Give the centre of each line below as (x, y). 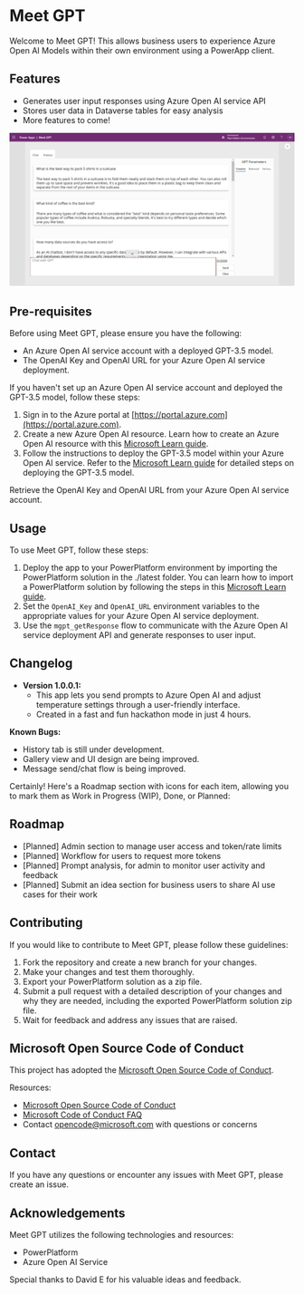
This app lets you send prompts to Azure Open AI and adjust (148, 695)
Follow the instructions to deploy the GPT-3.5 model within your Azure (153, 453)
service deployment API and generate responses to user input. (139, 635)
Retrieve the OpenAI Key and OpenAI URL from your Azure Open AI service (149, 490)
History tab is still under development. (93, 749)
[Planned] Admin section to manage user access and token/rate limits (152, 846)
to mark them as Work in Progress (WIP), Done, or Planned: (120, 796)
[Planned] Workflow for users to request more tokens (122, 855)
